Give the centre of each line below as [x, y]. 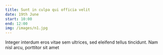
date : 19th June [22, 14]
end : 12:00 [16, 24]
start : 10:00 [19, 19]
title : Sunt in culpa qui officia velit [48, 10]
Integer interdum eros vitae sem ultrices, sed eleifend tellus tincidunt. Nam [82, 42]
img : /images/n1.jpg [27, 28]
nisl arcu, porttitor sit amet [32, 48]
